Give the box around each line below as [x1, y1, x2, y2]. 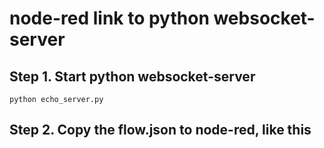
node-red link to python [9, 7, 210, 30]
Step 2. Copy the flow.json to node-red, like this [9, 122, 312, 139]
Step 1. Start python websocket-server [9, 68, 256, 85]
